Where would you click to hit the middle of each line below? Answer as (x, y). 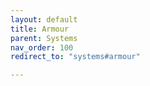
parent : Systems (44, 38)
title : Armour (40, 29)
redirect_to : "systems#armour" (75, 57)
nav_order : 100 (42, 47)
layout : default (44, 19)
